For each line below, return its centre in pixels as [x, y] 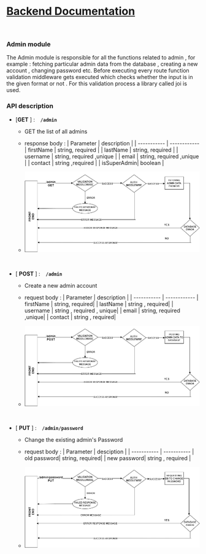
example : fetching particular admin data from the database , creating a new [102, 64]
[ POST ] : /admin [39, 274]
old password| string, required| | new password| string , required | [108, 458]
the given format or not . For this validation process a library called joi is [97, 83]
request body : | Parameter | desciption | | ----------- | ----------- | [109, 452]
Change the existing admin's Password [74, 440]
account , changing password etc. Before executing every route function [98, 71]
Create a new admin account [61, 286]
